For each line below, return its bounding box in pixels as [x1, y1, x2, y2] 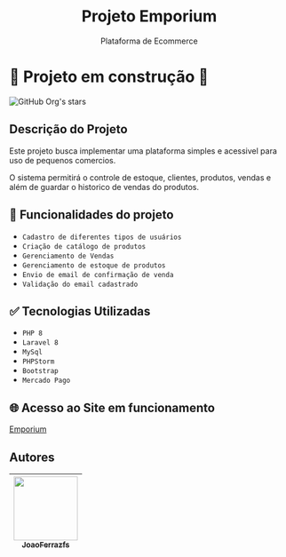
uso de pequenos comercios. [9, 155, 116, 165]
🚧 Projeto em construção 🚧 [9, 67, 209, 87]
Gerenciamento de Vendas [21, 251, 115, 260]
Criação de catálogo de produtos [21, 242, 147, 251]
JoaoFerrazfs [21, 539, 70, 550]
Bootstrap [21, 367, 60, 376]
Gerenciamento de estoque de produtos [21, 260, 166, 270]
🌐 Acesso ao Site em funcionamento [9, 400, 216, 415]
